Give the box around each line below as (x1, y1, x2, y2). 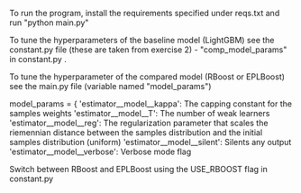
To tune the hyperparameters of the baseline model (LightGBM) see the (9, 35, 275, 45)
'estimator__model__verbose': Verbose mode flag (9, 146, 192, 157)
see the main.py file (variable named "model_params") (9, 81, 212, 91)
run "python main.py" (9, 17, 89, 28)
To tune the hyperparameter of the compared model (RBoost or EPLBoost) (9, 71, 286, 82)
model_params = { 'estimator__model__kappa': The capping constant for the (9, 98, 293, 109)
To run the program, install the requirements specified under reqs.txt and (9, 8, 280, 18)
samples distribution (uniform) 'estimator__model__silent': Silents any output (9, 137, 292, 147)
